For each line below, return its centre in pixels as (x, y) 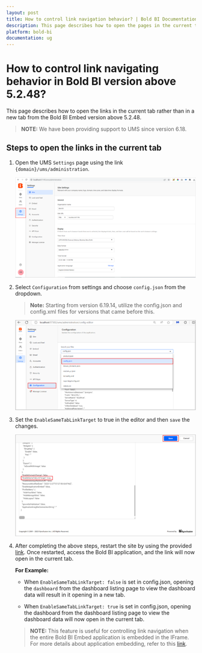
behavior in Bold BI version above (91, 82)
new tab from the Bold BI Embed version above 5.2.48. (74, 117)
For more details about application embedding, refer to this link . (109, 644)
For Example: (32, 570)
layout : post (23, 13)
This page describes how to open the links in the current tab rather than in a (100, 111)
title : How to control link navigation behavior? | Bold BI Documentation (102, 19)
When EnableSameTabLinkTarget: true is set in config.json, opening (107, 607)
